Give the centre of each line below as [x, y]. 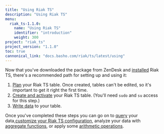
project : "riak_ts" [25, 42]
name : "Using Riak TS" [37, 28]
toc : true [15, 51]
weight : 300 [26, 38]
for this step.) [26, 101]
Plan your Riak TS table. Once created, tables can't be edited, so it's [82, 85]
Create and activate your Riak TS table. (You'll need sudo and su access [85, 95]
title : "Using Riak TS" [30, 10]
